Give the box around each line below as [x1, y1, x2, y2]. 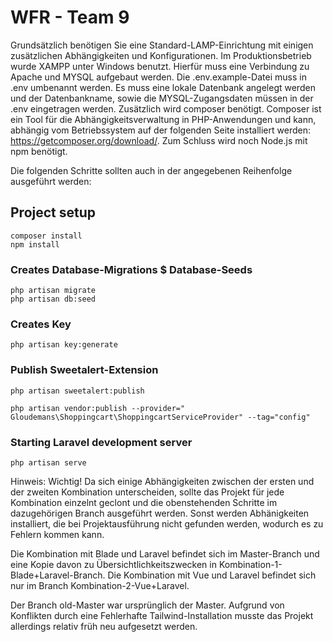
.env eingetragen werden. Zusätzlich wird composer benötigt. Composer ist [10, 102, 322, 115]
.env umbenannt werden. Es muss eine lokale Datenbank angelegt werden [10, 81, 316, 93]
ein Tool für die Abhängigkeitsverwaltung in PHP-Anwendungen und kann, [10, 113, 317, 125]
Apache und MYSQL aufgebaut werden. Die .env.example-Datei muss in [10, 71, 307, 83]
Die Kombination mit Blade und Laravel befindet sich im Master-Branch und [10, 547, 320, 560]
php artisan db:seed [10, 294, 97, 305]
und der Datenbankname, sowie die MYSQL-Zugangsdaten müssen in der [10, 92, 314, 104]
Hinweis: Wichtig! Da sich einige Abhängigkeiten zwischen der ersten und [10, 475, 315, 487]
